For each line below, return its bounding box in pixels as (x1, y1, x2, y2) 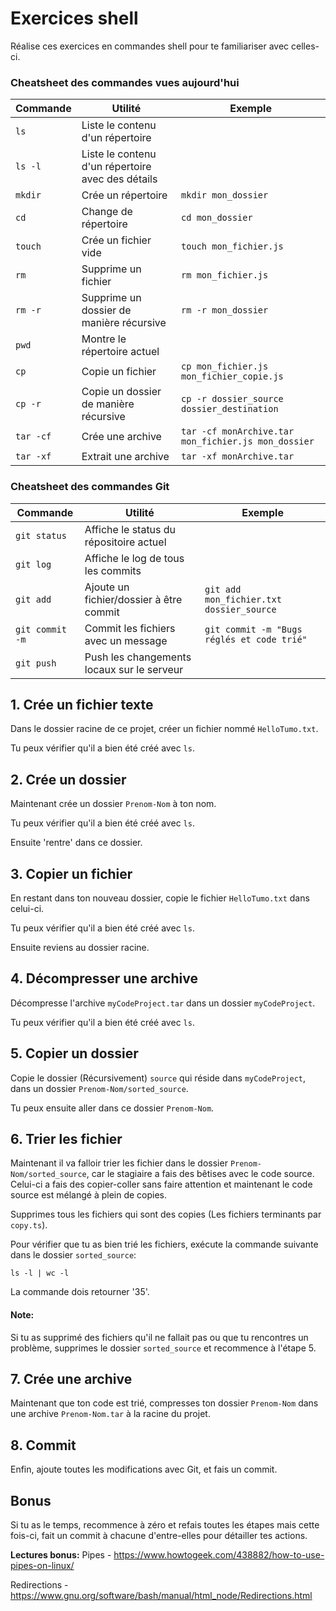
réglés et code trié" (204, 633, 308, 645)
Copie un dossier (81, 385, 162, 399)
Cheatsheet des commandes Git (10, 480, 170, 494)
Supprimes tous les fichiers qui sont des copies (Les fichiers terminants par (10, 1208, 322, 1221)
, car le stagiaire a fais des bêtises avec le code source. (86, 1168, 315, 1180)
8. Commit (10, 1437, 77, 1454)
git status (15, 530, 67, 541)
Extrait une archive (81, 450, 170, 464)
